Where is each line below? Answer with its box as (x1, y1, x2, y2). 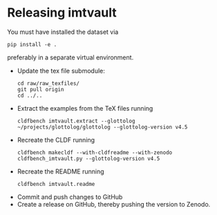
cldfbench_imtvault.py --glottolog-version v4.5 (17, 155, 160, 162)
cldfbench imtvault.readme (17, 180, 95, 187)
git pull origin (17, 86, 64, 93)
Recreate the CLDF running (17, 135, 95, 144)
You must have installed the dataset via (7, 28, 119, 36)
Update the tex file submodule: (17, 66, 105, 75)
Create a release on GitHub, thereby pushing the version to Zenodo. (17, 200, 211, 208)
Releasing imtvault (7, 5, 117, 21)
